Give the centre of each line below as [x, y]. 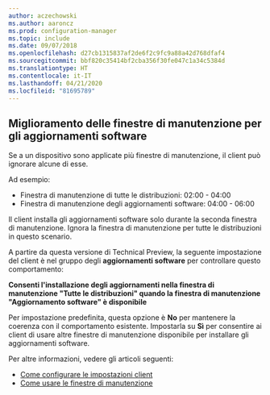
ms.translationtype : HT [48, 69]
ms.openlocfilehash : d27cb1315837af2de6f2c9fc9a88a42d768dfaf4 [117, 53]
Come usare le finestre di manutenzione [86, 383]
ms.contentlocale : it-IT [50, 76]
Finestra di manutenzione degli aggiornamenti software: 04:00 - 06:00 [137, 204]
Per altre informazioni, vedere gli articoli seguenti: [91, 359]
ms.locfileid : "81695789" [52, 91]
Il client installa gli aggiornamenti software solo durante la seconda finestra [133, 219]
